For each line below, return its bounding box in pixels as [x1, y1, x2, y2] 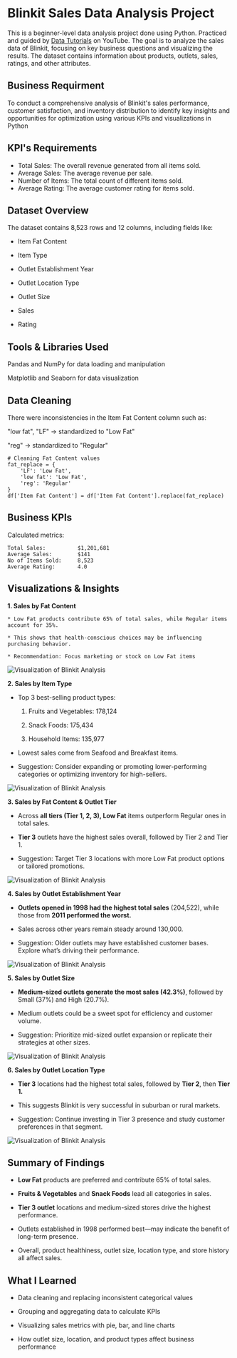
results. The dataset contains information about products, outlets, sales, [7, 51, 218, 60]
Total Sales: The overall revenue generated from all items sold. [17, 161, 201, 169]
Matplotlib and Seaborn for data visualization [7, 373, 139, 383]
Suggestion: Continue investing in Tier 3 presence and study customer [17, 1115, 226, 1123]
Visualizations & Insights [7, 583, 120, 595]
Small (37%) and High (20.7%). [17, 995, 110, 1004]
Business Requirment [7, 80, 105, 92]
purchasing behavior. [7, 640, 72, 648]
